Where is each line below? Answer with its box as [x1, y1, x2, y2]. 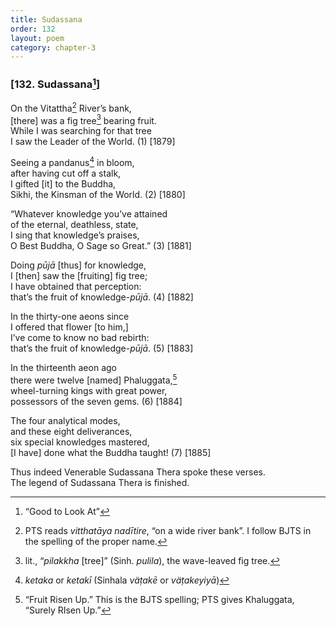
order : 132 [10, 24, 56, 34]
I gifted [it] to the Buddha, [10, 177, 117, 190]
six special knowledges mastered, [10, 436, 150, 448]
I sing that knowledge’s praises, [10, 229, 140, 241]
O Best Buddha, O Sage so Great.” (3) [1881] [10, 239, 192, 251]
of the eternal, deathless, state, [10, 218, 139, 230]
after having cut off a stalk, [10, 167, 122, 179]
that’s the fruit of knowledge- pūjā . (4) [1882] [10, 291, 194, 303]
